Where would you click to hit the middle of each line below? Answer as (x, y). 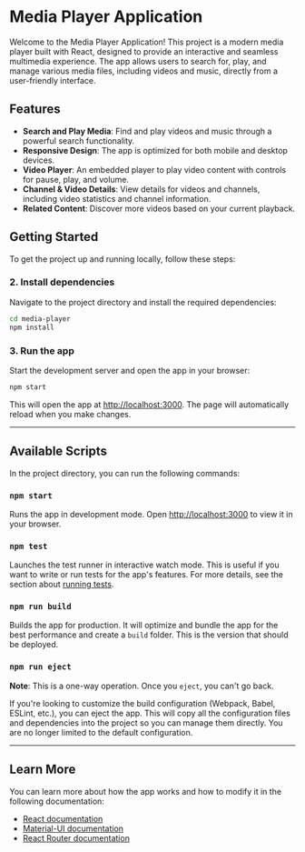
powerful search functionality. (79, 140)
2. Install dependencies (62, 282)
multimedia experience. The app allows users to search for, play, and (138, 61)
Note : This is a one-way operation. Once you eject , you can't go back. (142, 686)
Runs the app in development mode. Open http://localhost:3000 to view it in (151, 514)
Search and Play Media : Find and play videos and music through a (147, 131)
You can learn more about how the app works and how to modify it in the (146, 791)
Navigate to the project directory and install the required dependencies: (143, 302)
